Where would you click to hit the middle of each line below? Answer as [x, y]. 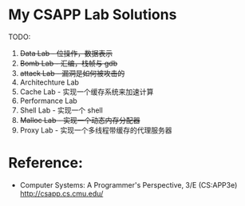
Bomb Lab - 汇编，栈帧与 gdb [69, 63]
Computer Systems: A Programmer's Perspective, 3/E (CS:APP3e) [128, 184]
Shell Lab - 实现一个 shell [61, 110]
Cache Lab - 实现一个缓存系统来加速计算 [87, 91]
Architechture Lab [49, 82]
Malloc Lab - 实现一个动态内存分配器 [80, 120]
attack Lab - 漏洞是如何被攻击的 [72, 73]
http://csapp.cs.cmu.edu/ [61, 193]
